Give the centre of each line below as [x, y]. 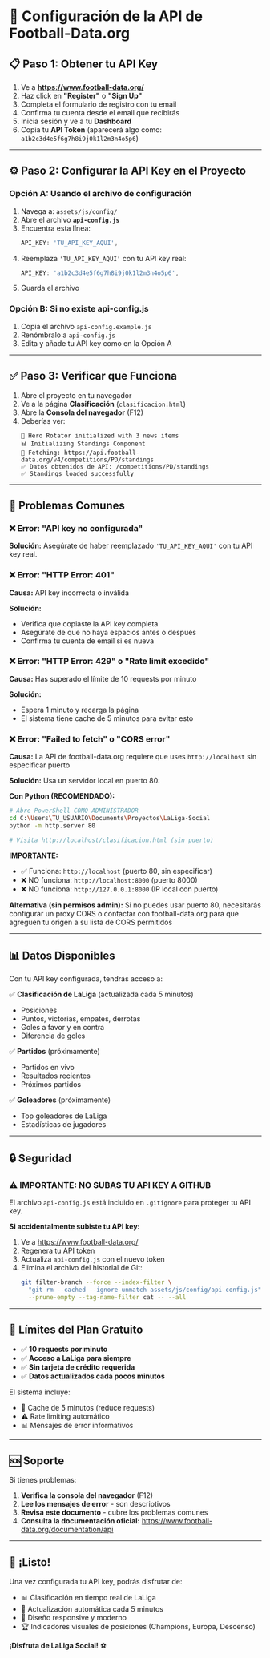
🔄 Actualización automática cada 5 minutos [92, 1609]
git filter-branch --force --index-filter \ [96, 1282]
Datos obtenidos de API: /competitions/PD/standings [119, 467]
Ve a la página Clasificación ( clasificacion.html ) [103, 404]
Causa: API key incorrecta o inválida [69, 593]
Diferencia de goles [53, 1036]
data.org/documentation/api [67, 1530]
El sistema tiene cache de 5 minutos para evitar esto [107, 718]
